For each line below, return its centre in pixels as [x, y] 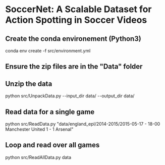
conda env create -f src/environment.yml [48, 51]
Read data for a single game [50, 112]
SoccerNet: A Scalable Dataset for [78, 9]
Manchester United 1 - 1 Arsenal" [39, 129]
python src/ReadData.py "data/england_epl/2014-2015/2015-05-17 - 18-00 [83, 124]
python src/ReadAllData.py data [38, 157]
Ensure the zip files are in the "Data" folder [74, 67]
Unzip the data [29, 84]
